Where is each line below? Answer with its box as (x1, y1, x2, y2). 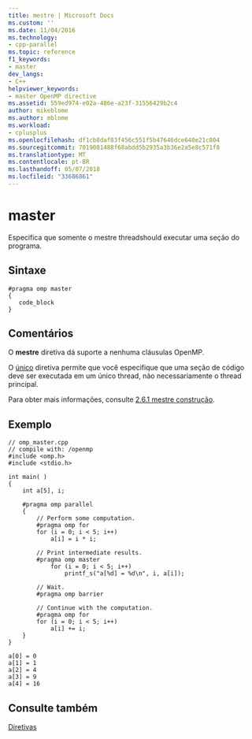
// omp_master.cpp (8, 439, 69, 447)
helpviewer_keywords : (8, 84, 80, 93)
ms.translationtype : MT (8, 150, 87, 158)
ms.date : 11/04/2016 (8, 26, 76, 34)
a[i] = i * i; (50, 535, 97, 544)
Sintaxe (8, 264, 46, 277)
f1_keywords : (8, 56, 51, 64)
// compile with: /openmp (8, 446, 93, 454)
